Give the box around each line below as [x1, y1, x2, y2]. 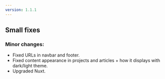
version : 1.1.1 [5, 7, 37, 12]
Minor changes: [5, 40, 44, 47]
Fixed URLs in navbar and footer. [12, 52, 80, 58]
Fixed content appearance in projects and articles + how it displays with [12, 57, 161, 63]
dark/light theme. [12, 63, 48, 69]
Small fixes [5, 26, 40, 34]
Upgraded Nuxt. [12, 68, 46, 74]
